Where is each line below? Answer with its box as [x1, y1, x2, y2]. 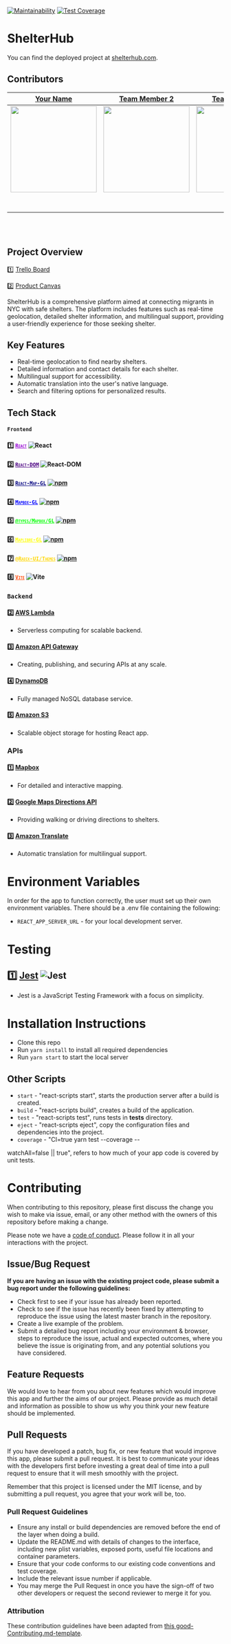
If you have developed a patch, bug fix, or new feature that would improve [7, 1447, 217, 1456]
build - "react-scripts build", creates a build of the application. [16, 1106, 195, 1114]
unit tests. [7, 1156, 36, 1165]
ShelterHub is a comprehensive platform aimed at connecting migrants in [7, 297, 214, 306]
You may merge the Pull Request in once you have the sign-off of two [16, 1581, 214, 1589]
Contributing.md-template [7, 1629, 81, 1638]
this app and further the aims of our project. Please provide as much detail [7, 1394, 218, 1403]
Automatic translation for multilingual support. [16, 849, 147, 858]
